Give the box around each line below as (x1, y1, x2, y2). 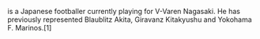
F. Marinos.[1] (7, 23, 52, 32)
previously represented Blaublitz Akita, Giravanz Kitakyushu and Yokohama (7, 15, 252, 24)
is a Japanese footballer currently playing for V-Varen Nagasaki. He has (7, 7, 240, 16)
